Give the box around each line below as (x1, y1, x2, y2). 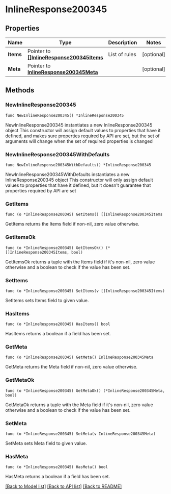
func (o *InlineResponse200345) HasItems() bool (5, 322, 110, 327)
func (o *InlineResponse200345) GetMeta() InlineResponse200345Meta (5, 355, 154, 360)
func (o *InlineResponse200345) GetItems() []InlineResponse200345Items (5, 212, 163, 217)
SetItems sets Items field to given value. (5, 297, 89, 303)
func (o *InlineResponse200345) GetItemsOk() (5, 245, 103, 251)
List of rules (108, 51, 136, 58)
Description (108, 39, 137, 46)
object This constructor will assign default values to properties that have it (5, 127, 161, 133)
